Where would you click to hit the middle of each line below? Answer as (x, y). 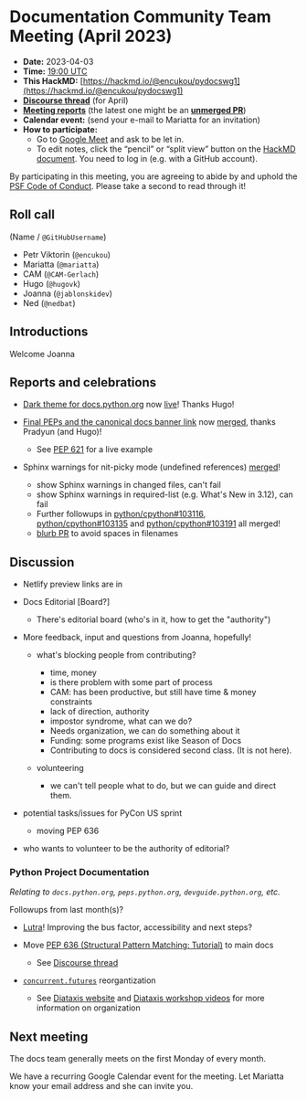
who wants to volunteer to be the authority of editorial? (126, 849)
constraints (71, 702)
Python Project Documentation (79, 873)
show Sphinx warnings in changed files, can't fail (128, 485)
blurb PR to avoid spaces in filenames (107, 534)
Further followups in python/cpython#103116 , (121, 514)
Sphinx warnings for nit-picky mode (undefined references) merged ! (152, 467)
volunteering (60, 768)
